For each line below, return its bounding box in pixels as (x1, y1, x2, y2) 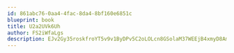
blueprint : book (7, 17, 54, 23)
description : (7, 36, 45, 43)
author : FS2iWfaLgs (7, 29, 64, 36)
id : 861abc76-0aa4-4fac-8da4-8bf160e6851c (7, 10, 132, 17)
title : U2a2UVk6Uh (7, 23, 61, 30)
